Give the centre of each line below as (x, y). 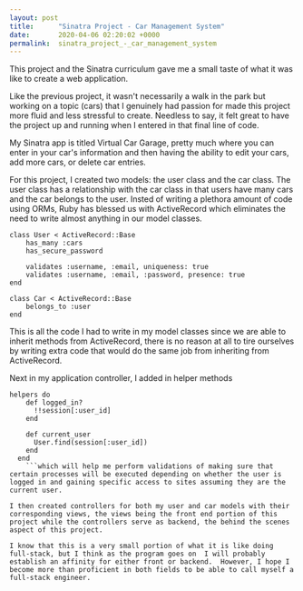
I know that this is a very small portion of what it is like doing (142, 546)
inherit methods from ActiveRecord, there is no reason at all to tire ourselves (152, 341)
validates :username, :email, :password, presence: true (136, 275)
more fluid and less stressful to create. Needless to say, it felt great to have (150, 115)
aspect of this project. (56, 530)
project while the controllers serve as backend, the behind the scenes (150, 522)
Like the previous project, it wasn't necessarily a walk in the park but (137, 96)
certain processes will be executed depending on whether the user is (146, 475)
